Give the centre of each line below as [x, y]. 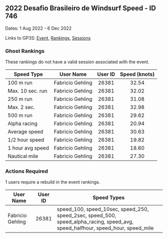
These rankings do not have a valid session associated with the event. [77, 62]
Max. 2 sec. [21, 107]
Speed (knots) [137, 74]
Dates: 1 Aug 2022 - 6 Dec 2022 [38, 28]
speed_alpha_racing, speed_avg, [95, 222]
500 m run [20, 115]
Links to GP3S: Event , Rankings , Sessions [48, 38]
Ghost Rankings [25, 51]
